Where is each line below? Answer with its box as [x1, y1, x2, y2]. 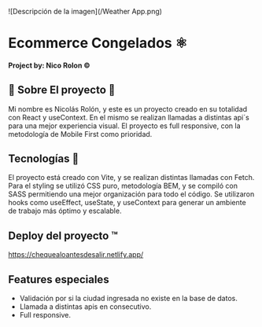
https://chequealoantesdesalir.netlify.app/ [8, 250, 144, 259]
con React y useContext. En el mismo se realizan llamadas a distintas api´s [8, 112, 249, 122]
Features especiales [8, 273, 109, 286]
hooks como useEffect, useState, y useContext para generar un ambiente [8, 198, 246, 208]
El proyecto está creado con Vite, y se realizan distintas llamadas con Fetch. [8, 173, 255, 182]
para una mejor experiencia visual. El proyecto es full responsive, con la [8, 121, 242, 130]
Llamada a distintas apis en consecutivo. [19, 302, 152, 311]
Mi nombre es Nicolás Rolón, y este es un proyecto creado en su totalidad [8, 104, 248, 113]
